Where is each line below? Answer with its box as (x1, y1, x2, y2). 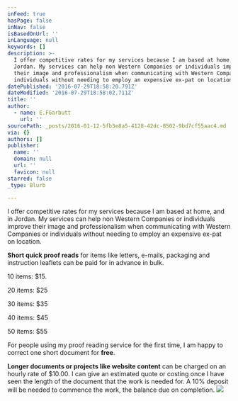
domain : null (13, 155, 52, 163)
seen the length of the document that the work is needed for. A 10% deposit (7, 377, 229, 386)
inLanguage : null (7, 37, 59, 44)
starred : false (7, 175, 52, 182)
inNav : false (7, 23, 46, 30)
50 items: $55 (7, 327, 48, 336)
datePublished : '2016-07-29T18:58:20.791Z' (7, 83, 138, 90)
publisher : (7, 142, 40, 149)
